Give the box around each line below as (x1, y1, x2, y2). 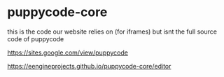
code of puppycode (7, 34, 64, 43)
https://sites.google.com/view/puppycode (7, 48, 128, 57)
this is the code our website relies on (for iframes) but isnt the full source (7, 27, 217, 36)
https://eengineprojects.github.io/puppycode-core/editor (7, 62, 171, 70)
